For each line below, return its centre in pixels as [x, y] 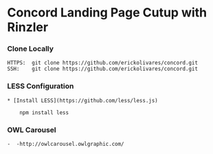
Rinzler [28, 27]
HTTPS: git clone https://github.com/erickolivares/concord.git [102, 63]
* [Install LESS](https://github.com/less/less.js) [82, 100]
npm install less [44, 112]
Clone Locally [30, 49]
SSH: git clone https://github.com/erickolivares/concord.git [102, 69]
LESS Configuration [41, 86]
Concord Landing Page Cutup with [107, 13]
